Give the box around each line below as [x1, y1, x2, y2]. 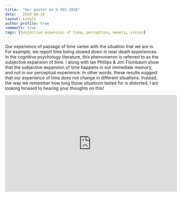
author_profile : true [5, 21, 50, 26]
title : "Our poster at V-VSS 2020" [5, 7, 80, 12]
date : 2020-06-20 [5, 12, 45, 17]
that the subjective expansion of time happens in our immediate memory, [5, 64, 153, 70]
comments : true [5, 26, 36, 30]
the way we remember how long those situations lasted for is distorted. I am [5, 80, 158, 86]
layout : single [5, 16, 36, 21]
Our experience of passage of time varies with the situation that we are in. [5, 44, 155, 49]
